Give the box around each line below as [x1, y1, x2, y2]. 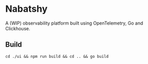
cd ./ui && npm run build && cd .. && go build [5, 54, 109, 59]
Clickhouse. [5, 25, 31, 31]
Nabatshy [5, 3, 48, 15]
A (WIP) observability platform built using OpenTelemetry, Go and [5, 20, 143, 26]
